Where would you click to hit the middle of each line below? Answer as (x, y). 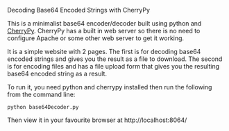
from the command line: (41, 94)
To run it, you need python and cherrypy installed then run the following (110, 87)
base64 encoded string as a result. (57, 73)
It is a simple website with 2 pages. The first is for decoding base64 (104, 52)
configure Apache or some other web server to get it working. (96, 38)
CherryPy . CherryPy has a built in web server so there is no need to (104, 31)
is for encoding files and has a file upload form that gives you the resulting (113, 66)
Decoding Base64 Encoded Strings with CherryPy (79, 10)
